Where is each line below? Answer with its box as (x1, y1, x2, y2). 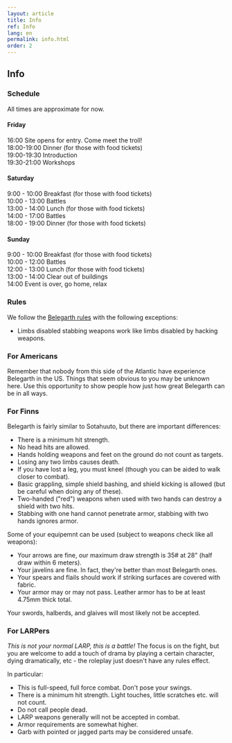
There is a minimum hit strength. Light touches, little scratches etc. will (17, 691, 219, 699)
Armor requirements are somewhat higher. (17, 720, 139, 729)
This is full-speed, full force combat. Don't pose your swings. (17, 683, 193, 692)
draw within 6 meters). (17, 558, 82, 567)
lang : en (7, 29, 33, 37)
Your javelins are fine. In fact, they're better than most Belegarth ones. (17, 566, 218, 574)
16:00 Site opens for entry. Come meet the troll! (7, 136, 143, 144)
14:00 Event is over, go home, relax (7, 280, 107, 288)
